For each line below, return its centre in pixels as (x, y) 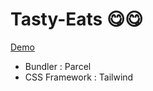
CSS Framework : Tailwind (79, 77)
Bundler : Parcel (58, 66)
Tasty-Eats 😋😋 (77, 19)
